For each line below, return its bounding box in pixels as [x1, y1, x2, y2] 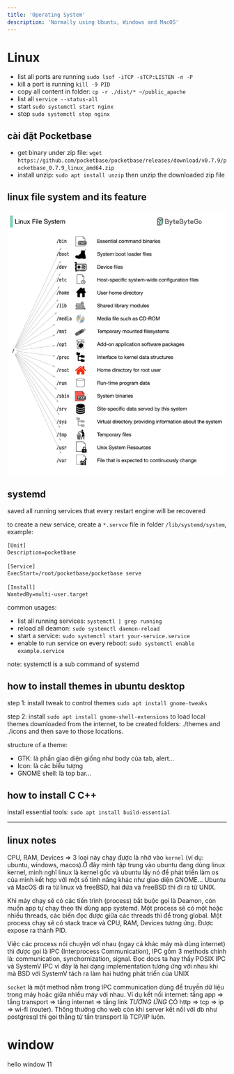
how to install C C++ [7, 789, 97, 801]
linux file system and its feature [7, 191, 147, 203]
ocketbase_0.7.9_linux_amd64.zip [17, 165, 115, 172]
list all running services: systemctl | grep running [17, 617, 162, 625]
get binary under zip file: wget [17, 149, 102, 157]
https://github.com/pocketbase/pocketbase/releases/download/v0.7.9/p [17, 157, 227, 164]
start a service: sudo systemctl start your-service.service [17, 632, 190, 640]
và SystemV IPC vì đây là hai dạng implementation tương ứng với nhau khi [7, 962, 218, 970]
